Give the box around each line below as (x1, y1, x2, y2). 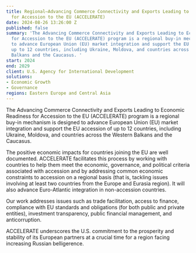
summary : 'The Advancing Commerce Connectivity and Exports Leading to (6, 30, 184, 36)
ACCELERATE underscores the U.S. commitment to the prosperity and (6, 227, 174, 234)
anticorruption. (6, 216, 42, 223)
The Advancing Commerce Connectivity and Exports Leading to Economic (6, 106, 185, 113)
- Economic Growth (6, 80, 51, 86)
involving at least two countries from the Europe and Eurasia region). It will (6, 180, 185, 187)
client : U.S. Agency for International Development (6, 69, 134, 74)
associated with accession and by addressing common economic (6, 167, 163, 175)
